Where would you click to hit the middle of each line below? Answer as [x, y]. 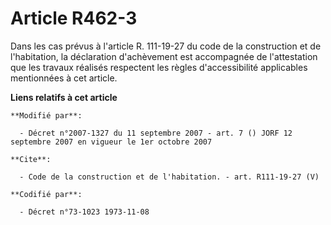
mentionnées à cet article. [64, 78]
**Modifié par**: [46, 115]
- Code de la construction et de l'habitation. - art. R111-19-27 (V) [169, 177]
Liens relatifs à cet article [64, 97]
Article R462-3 [74, 18]
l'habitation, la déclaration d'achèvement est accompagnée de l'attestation [164, 56]
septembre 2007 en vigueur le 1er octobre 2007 [111, 142]
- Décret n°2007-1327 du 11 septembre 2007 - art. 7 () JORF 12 [156, 133]
